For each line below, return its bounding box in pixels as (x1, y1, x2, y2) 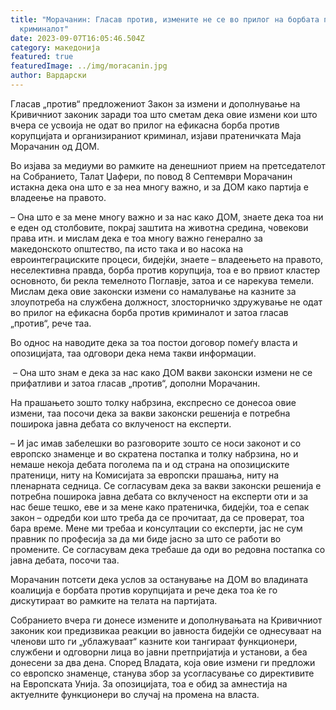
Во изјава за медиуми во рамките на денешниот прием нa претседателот (10, 159, 326, 171)
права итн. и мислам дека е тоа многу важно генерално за (10, 232, 263, 244)
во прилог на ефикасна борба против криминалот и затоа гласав (10, 306, 289, 318)
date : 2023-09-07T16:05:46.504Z (10, 33, 145, 43)
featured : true (10, 52, 74, 62)
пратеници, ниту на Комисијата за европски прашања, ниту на (10, 469, 280, 481)
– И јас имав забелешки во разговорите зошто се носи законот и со (10, 437, 302, 449)
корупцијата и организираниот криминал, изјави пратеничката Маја (10, 129, 302, 141)
